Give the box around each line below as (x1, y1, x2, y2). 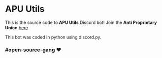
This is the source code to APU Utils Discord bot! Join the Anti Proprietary (5, 19, 157, 25)
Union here (5, 24, 28, 30)
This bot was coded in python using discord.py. (5, 34, 102, 40)
